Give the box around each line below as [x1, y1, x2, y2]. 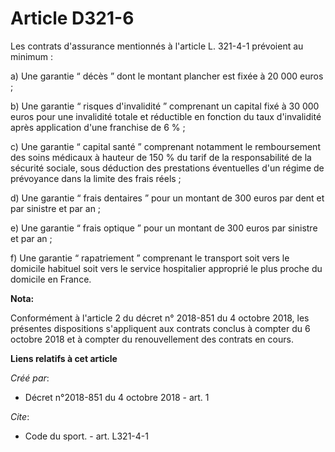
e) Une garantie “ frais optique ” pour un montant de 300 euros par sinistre [10, 222, 318, 234]
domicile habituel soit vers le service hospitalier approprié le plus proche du [10, 262, 323, 274]
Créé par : [10, 372, 50, 384]
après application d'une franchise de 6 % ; [10, 121, 186, 133]
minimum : [10, 50, 54, 62]
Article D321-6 [10, 7, 135, 30]
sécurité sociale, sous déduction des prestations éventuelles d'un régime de [10, 162, 325, 174]
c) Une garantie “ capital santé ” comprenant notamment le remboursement [10, 140, 321, 152]
